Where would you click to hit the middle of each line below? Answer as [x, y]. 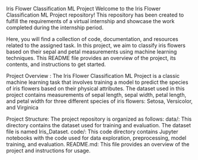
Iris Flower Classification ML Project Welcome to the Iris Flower [84, 9]
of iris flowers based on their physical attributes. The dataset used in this [95, 88]
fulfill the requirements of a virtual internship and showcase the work [90, 21]
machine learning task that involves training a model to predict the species [97, 82]
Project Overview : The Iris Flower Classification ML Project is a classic [93, 76]
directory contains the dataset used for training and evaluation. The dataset [99, 125]
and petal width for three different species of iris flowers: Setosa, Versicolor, [100, 101]
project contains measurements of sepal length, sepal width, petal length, [96, 95]
